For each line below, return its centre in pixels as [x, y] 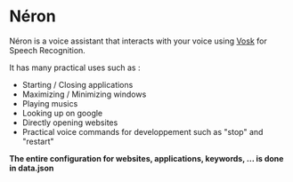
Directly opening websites [70, 123]
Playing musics [50, 103]
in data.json [32, 168]
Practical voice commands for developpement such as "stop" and [142, 131]
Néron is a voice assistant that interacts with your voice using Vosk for [138, 41]
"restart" [38, 141]
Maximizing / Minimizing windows [84, 94]
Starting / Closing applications [77, 84]
